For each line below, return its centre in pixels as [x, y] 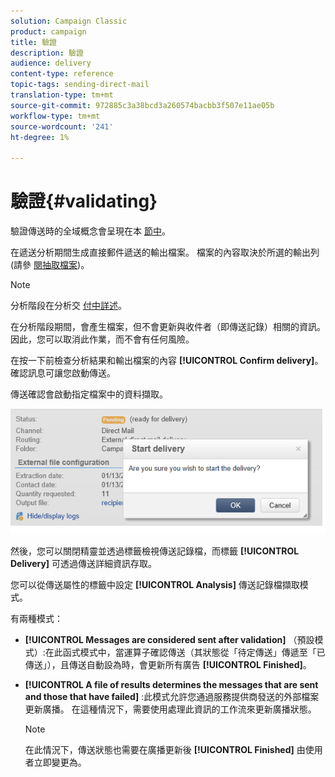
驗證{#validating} [84, 201]
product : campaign [48, 31]
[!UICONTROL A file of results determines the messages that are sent [171, 684]
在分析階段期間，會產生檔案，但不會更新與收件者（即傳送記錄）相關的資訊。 [168, 327]
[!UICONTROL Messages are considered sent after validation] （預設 [169, 639]
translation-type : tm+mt [62, 95]
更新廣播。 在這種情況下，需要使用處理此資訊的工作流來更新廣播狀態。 [170, 709]
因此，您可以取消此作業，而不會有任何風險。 [102, 339]
